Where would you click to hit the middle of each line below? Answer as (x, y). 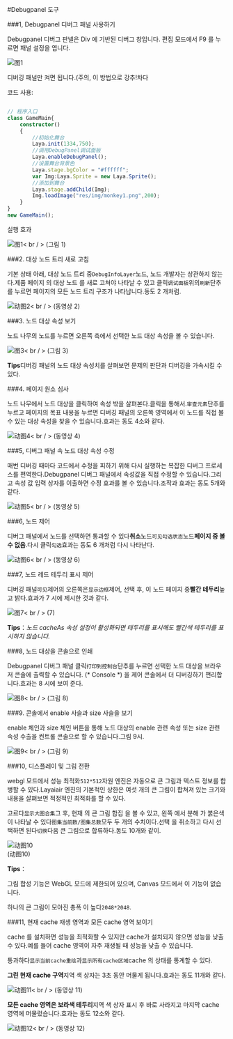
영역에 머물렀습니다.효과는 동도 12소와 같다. (66, 1013)
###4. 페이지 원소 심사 (38, 389)
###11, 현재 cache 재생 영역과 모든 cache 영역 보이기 (80, 922)
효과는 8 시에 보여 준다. (51, 683)
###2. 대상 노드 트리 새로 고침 (48, 259)
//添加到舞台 (48, 183)
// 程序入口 (23, 111)
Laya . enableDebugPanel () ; (70, 157)
